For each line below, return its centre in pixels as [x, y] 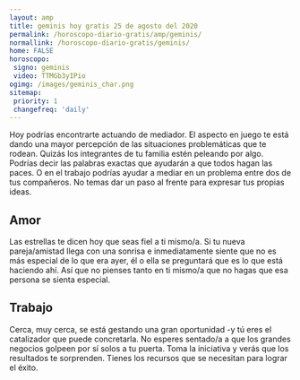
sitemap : [26, 92]
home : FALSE [31, 51]
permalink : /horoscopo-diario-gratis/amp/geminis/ [106, 34]
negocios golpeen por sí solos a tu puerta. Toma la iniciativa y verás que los [149, 348]
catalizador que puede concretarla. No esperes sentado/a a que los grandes [150, 339]
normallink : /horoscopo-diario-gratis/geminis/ [100, 43]
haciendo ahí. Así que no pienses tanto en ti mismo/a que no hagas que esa [149, 271]
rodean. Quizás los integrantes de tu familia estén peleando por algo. [137, 154]
